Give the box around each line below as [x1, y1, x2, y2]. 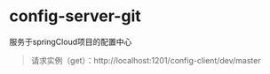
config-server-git [9, 6, 142, 26]
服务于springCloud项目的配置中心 [9, 36, 132, 47]
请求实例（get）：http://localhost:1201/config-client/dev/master [30, 55, 261, 65]
